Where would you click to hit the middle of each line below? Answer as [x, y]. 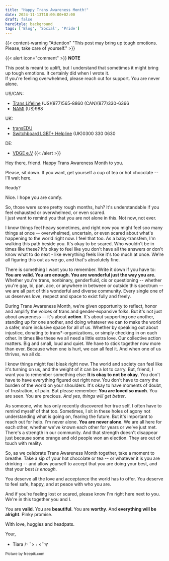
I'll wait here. [18, 178]
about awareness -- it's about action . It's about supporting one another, [80, 317]
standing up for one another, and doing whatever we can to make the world [83, 322]
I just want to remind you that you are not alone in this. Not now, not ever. [81, 218]
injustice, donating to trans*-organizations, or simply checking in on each [81, 333]
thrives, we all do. [23, 354]
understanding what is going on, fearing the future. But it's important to [79, 416]
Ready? [13, 188]
